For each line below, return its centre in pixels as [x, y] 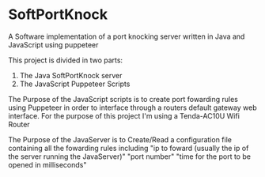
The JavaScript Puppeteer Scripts [75, 84]
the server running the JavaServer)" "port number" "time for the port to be [130, 156]
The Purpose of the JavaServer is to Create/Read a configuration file [120, 139]
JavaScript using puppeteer [53, 44]
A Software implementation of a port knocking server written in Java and [127, 36]
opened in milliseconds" [47, 164]
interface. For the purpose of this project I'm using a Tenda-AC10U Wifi [124, 115]
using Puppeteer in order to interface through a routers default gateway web [132, 107]
